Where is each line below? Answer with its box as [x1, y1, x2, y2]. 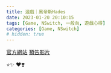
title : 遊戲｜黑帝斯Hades [6, 8, 66, 15]
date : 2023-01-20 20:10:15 [6, 14, 74, 21]
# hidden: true [6, 31, 45, 37]
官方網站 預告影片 [6, 49, 50, 56]
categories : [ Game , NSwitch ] [6, 25, 80, 32]
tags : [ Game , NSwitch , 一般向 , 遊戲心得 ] [6, 20, 106, 26]
